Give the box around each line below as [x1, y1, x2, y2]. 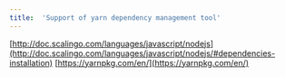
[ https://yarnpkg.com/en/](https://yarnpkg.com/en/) [54, 57, 250, 68]
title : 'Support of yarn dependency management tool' [9, 13, 221, 23]
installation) [9, 57, 53, 68]
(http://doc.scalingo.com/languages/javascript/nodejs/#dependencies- [9, 47, 276, 59]
